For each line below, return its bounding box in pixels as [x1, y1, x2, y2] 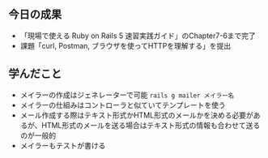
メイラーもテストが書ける [19, 140, 106, 150]
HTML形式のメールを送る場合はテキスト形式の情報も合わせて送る [41, 120, 261, 130]
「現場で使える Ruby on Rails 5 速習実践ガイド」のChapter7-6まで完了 [19, 31, 257, 41]
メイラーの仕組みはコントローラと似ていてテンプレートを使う [19, 100, 226, 109]
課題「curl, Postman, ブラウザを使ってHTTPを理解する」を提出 [19, 41, 232, 50]
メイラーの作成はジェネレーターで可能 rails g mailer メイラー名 [19, 90, 235, 100]
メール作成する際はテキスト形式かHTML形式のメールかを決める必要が [19, 110, 253, 120]
